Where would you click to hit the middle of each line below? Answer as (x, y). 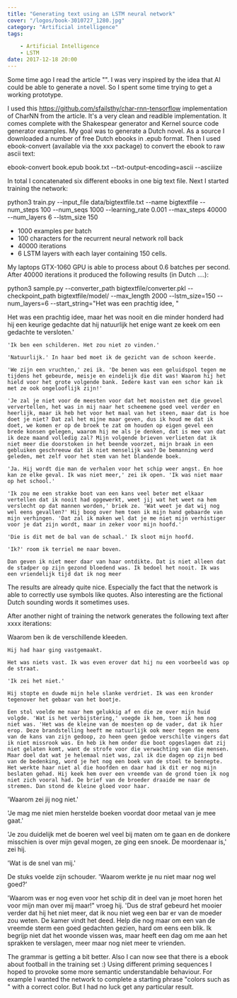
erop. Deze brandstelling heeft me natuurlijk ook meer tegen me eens (114, 730)
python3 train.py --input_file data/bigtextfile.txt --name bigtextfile (103, 202)
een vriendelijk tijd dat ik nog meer (64, 574)
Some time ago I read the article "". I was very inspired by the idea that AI (114, 79)
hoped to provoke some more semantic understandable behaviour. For (110, 971)
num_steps (23, 209)
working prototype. (35, 94)
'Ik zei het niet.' (36, 681)
